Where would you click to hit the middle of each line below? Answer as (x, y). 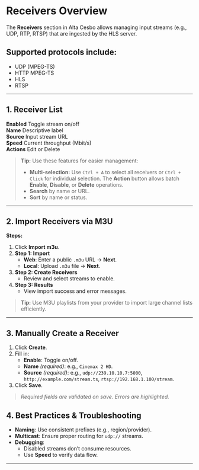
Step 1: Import (32, 254)
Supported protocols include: (62, 52)
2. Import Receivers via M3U (60, 221)
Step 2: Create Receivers (46, 272)
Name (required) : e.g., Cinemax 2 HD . (68, 366)
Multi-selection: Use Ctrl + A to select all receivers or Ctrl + (105, 172)
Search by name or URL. (60, 191)
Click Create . (31, 347)
